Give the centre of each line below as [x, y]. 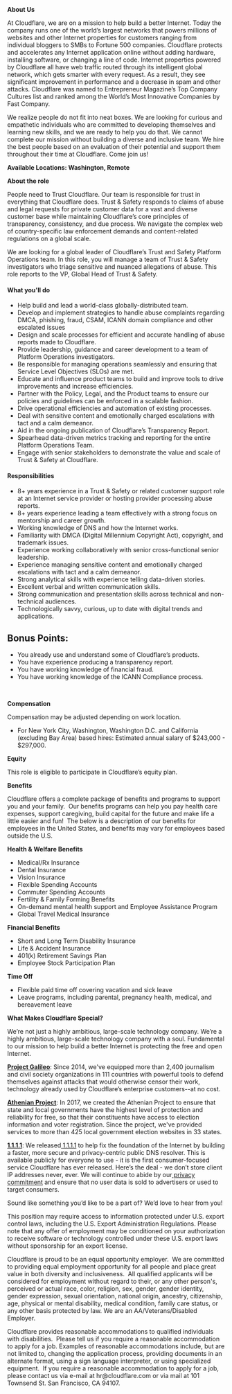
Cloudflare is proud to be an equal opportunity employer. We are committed [116, 1260]
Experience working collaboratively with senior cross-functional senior [118, 550]
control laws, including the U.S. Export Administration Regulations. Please [112, 1224]
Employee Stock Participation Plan [66, 963]
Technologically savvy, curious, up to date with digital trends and [110, 609]
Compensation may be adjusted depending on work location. [94, 717]
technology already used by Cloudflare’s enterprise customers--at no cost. [114, 1089]
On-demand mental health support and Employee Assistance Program [117, 907]
